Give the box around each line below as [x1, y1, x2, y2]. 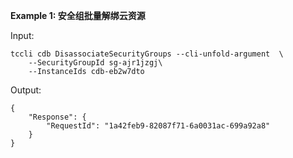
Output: [10, 84, 42, 96]
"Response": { [28, 112, 87, 122]
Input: [10, 30, 35, 41]
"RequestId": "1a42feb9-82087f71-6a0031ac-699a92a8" [46, 121, 271, 131]
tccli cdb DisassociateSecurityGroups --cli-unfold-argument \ [10, 49, 284, 59]
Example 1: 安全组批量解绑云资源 [10, 10, 146, 21]
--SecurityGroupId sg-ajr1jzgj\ [28, 58, 163, 68]
